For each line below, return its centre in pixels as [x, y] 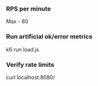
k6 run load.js [23, 49]
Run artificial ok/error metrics [49, 37]
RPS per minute [28, 9]
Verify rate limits [30, 64]
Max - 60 [17, 22]
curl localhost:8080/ [31, 77]
